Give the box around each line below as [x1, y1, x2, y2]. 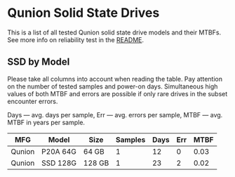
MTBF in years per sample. [7, 118, 86, 126]
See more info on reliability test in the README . [7, 35, 145, 44]
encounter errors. [7, 97, 58, 105]
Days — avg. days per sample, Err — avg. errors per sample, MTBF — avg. [7, 110, 223, 119]
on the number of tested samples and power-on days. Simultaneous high [7, 82, 218, 91]
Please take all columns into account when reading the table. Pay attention [7, 74, 223, 83]
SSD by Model [7, 56, 70, 68]
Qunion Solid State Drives [7, 5, 160, 21]
